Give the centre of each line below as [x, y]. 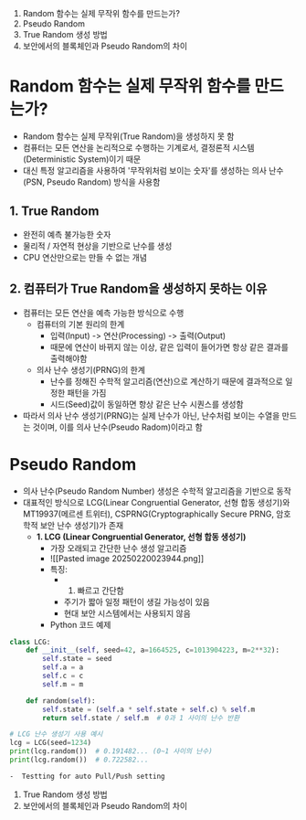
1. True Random [54, 212]
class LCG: [30, 642]
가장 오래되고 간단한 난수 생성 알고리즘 [118, 548]
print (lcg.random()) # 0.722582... [79, 760]
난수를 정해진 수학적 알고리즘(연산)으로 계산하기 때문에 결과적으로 [166, 381]
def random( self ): [61, 701]
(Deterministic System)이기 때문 [82, 159]
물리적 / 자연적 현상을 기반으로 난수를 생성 [97, 246]
